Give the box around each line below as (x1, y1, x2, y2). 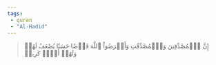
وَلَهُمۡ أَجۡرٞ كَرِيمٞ (23, 49, 77, 57)
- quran (10, 17, 32, 24)
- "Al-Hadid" (10, 23, 48, 30)
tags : (7, 10, 23, 17)
